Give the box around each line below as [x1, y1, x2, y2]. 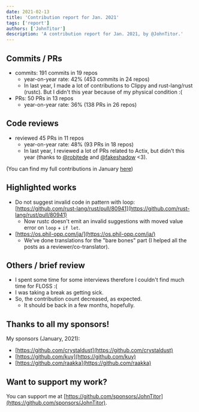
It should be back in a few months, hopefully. [23, 302, 135, 309]
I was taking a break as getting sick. [14, 289, 104, 296]
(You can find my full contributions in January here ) [6, 165, 134, 172]
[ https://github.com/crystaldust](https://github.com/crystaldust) [14, 347, 174, 354]
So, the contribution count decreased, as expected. [14, 295, 142, 303]
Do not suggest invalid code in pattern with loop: [14, 199, 135, 206]
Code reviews [6, 118, 59, 129]
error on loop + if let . [23, 224, 81, 231]
